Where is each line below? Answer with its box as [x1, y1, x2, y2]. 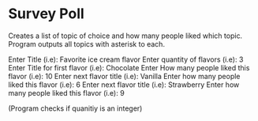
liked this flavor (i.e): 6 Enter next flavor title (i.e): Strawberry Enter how [8, 80, 240, 89]
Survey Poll [8, 5, 84, 23]
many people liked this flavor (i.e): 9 [8, 88, 125, 97]
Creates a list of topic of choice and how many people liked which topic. [8, 31, 243, 40]
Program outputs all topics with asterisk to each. [8, 39, 166, 48]
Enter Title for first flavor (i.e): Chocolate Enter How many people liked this [8, 62, 250, 72]
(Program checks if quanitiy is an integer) [8, 104, 143, 113]
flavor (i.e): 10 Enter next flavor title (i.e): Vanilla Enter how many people [8, 71, 241, 81]
